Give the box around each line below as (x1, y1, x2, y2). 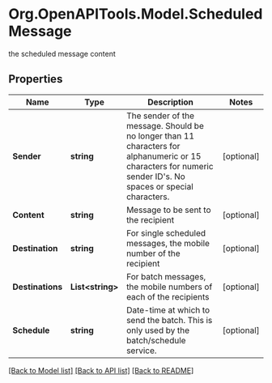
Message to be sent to (126, 204, 212, 215)
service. (126, 345, 157, 356)
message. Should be (126, 120, 204, 131)
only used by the (126, 325, 190, 336)
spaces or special (126, 181, 194, 192)
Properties (8, 72, 63, 86)
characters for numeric (126, 160, 214, 172)
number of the (126, 248, 181, 259)
